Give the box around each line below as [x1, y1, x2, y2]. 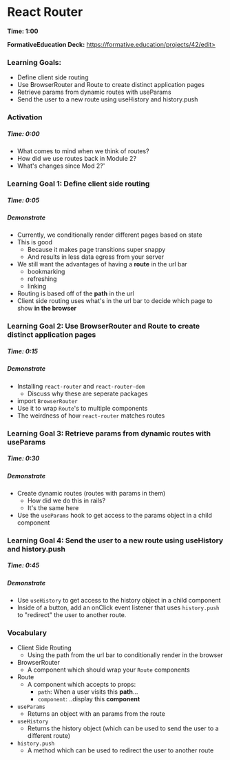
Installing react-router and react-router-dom [17, 382, 145, 390]
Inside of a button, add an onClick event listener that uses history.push [17, 603, 220, 612]
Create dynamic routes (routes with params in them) [17, 489, 166, 497]
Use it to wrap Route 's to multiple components [17, 404, 148, 412]
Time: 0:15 [7, 347, 39, 355]
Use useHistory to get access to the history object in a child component [17, 596, 221, 605]
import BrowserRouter [17, 396, 78, 405]
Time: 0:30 [7, 454, 40, 462]
